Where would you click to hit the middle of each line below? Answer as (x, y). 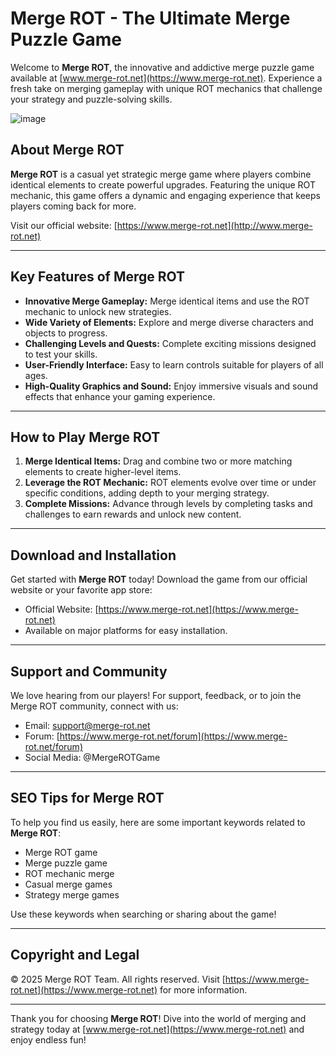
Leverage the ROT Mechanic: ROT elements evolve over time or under (170, 483)
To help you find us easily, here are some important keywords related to (158, 822)
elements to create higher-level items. (103, 472)
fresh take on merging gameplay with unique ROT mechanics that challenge (166, 88)
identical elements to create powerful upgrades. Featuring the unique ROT (163, 184)
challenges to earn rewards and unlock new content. (133, 514)
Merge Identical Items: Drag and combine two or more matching (158, 461)
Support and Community (89, 671)
